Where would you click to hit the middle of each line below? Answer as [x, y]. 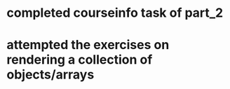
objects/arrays [50, 75]
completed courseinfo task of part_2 [115, 13]
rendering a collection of [80, 60]
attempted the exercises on [88, 45]
